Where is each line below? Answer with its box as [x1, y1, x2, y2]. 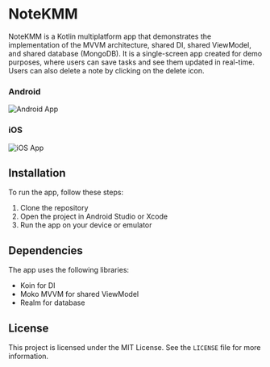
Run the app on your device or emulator [19, 220, 152, 230]
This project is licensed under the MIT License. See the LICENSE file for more [8, 342, 261, 352]
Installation [8, 166, 66, 180]
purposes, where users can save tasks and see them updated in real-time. [8, 57, 255, 67]
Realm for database [19, 298, 85, 307]
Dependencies [8, 244, 83, 257]
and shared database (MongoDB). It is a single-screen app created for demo [8, 48, 263, 58]
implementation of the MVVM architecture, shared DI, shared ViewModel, [8, 40, 251, 49]
